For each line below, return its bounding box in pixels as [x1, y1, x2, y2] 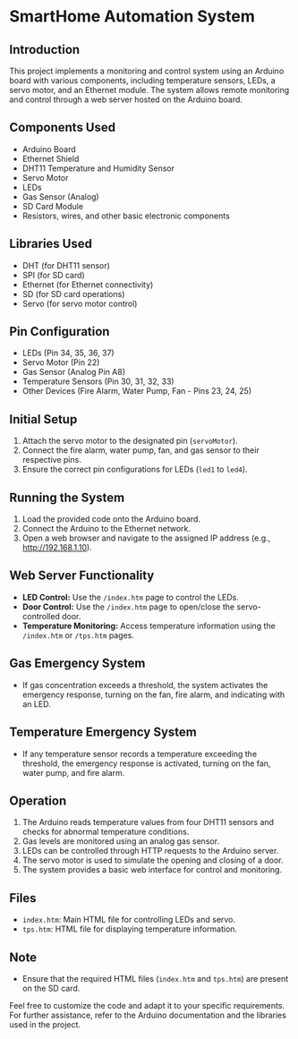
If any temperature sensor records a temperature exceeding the [21, 748, 258, 759]
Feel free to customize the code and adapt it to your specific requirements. [9, 1000, 285, 1010]
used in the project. [9, 1018, 81, 1030]
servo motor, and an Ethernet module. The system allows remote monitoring [9, 85, 290, 95]
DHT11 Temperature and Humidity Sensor [21, 163, 175, 174]
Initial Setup [9, 412, 78, 427]
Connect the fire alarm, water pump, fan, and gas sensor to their [21, 445, 260, 456]
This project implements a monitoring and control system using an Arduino [9, 65, 285, 76]
